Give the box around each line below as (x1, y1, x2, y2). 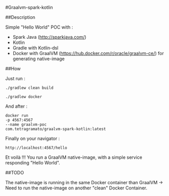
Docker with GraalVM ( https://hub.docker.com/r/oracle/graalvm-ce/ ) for (12, 51, 164, 56)
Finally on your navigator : (5, 135, 60, 141)
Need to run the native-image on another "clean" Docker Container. (5, 185, 148, 191)
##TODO (5, 169, 24, 176)
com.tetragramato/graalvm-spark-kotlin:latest (5, 127, 106, 132)
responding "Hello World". (5, 160, 60, 165)
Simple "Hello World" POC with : (5, 24, 73, 30)
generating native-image (12, 56, 65, 62)
